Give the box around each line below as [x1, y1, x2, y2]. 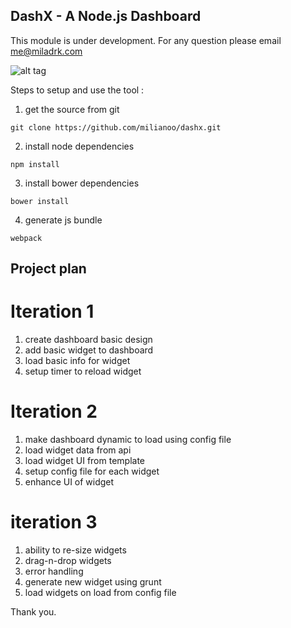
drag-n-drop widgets [24, 555, 112, 567]
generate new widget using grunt [24, 576, 162, 588]
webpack [10, 233, 43, 243]
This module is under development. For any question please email [10, 34, 282, 46]
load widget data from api [24, 444, 132, 456]
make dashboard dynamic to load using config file [24, 434, 232, 446]
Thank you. [10, 606, 57, 618]
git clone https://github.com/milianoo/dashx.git [10, 122, 222, 133]
